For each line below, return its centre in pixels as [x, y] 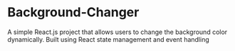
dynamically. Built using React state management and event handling [109, 39]
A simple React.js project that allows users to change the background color [117, 32]
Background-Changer [73, 12]
